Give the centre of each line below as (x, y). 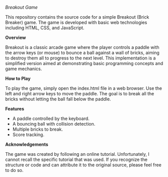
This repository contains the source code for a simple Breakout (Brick (77, 17)
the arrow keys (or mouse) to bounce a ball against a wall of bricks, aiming (82, 53)
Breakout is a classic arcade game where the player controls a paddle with (82, 47)
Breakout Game (21, 7)
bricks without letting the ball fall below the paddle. (58, 99)
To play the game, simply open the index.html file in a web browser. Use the (84, 88)
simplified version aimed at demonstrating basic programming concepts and (84, 63)
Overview (16, 38)
